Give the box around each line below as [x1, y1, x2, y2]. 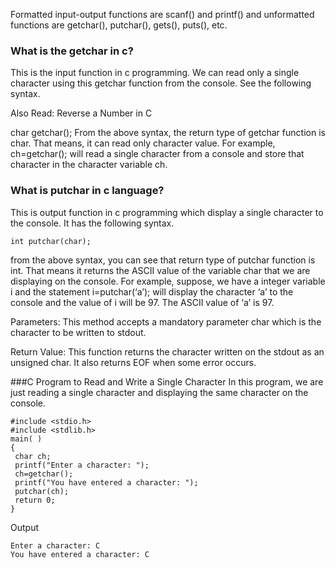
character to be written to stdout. [10, 326, 147, 338]
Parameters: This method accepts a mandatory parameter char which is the [10, 315, 322, 328]
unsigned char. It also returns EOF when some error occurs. [10, 356, 257, 368]
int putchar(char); [10, 236, 92, 246]
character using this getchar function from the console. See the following [10, 77, 312, 89]
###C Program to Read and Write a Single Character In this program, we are [10, 375, 324, 388]
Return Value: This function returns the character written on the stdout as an [10, 345, 325, 358]
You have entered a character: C [10, 549, 150, 559]
